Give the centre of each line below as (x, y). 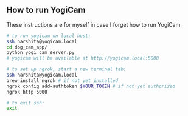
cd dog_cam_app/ (27, 47)
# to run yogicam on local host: (49, 36)
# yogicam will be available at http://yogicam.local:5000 (83, 58)
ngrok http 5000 (27, 92)
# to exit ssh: (26, 103)
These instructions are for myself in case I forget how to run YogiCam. (94, 24)
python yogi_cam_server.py (40, 53)
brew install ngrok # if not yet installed (62, 80)
